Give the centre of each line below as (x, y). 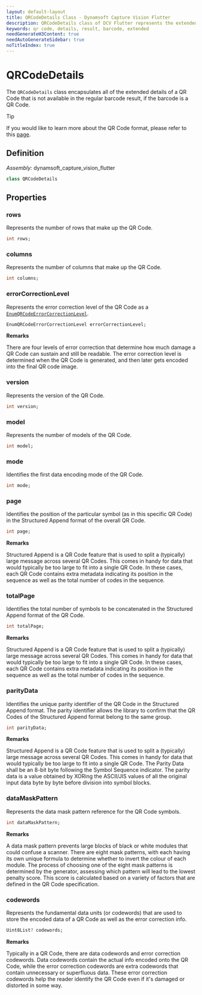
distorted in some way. (34, 985)
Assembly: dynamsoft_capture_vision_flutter (61, 168)
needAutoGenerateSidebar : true (45, 40)
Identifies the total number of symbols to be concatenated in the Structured (100, 609)
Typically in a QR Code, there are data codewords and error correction (93, 953)
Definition (25, 153)
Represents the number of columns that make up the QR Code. (84, 267)
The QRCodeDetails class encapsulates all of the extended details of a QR (96, 91)
